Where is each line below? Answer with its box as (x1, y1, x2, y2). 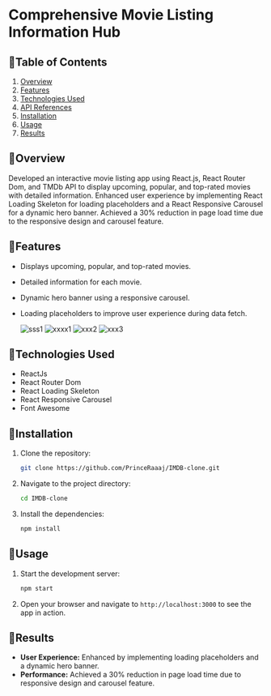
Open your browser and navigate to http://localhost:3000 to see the (19, 599, 252, 608)
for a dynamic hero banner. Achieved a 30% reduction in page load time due (8, 207, 264, 217)
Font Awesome (19, 404, 70, 413)
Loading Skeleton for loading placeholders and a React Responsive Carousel (8, 199, 264, 208)
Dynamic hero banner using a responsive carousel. (19, 292, 190, 302)
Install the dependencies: (19, 509, 105, 519)
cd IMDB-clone (19, 494, 68, 503)
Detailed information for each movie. (19, 277, 142, 287)
